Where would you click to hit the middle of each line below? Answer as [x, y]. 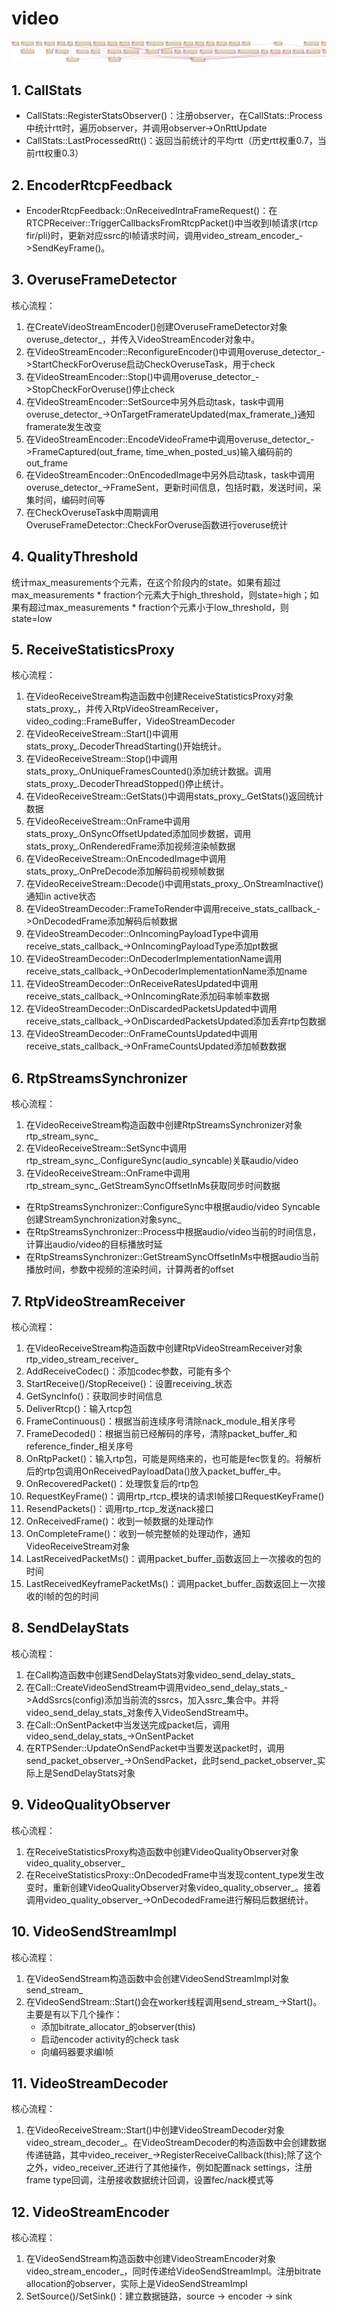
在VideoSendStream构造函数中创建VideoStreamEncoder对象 [151, 2259]
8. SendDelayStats [70, 1628]
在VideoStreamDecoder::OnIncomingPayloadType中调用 [142, 934]
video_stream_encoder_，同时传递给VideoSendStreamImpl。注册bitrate [173, 2271]
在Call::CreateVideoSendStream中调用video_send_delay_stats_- [157, 1687]
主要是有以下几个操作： [74, 2014]
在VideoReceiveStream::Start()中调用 [102, 734]
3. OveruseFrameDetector [94, 280]
